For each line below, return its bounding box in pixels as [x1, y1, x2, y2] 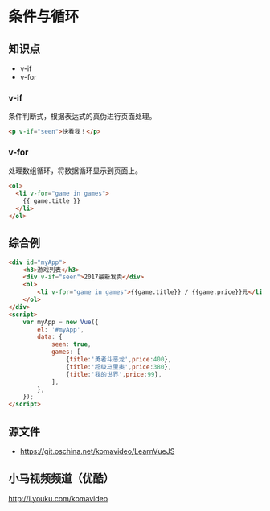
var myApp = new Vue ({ [22, 318, 99, 326]
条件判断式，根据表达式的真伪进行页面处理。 [8, 112, 157, 122]
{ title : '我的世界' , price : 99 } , [65, 370, 162, 378]
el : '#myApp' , [37, 325, 84, 334]
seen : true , [51, 340, 92, 348]
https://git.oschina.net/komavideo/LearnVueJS [19, 446, 175, 455]
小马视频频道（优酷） [8, 472, 114, 485]
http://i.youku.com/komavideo [8, 493, 108, 503]
